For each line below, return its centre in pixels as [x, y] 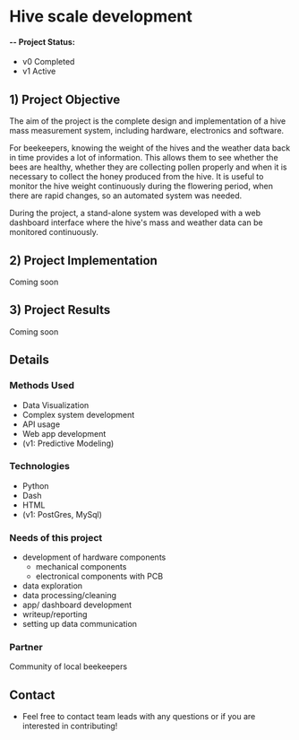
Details [29, 360]
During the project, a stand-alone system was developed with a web [135, 213]
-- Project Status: [43, 41]
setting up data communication [79, 624]
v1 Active [39, 71]
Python [35, 485]
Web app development [64, 433]
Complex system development [78, 414]
